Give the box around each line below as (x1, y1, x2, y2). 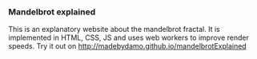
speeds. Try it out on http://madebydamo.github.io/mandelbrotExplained (8, 41, 247, 51)
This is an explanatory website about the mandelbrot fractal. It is (8, 25, 220, 34)
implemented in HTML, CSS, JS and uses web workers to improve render (8, 33, 250, 42)
